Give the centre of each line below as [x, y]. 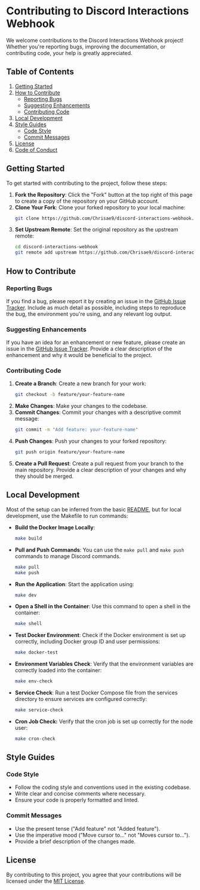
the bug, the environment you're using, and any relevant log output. [89, 314]
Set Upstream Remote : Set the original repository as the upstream [96, 230]
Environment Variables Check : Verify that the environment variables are [104, 664]
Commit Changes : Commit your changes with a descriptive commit [98, 412]
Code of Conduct [36, 150]
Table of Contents [40, 72]
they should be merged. [44, 476]
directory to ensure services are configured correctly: [81, 699]
